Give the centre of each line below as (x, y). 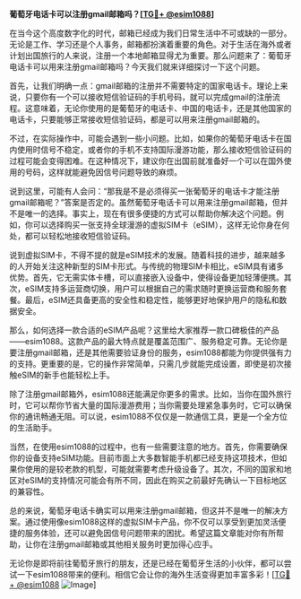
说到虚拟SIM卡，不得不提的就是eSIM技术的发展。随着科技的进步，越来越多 (147, 255)
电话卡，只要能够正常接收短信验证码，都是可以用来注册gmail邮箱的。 (137, 119)
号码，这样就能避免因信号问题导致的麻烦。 (103, 172)
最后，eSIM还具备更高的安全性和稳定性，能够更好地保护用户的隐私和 (152, 300)
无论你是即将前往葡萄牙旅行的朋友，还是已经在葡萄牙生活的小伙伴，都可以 (146, 563)
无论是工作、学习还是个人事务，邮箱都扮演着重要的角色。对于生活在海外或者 (150, 44)
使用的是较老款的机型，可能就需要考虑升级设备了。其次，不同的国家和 (154, 469)
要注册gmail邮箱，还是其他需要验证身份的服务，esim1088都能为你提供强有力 (150, 352)
